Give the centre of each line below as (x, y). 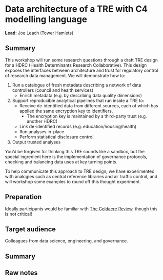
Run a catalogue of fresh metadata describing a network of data (77, 85)
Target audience (31, 229)
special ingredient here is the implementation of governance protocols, (76, 157)
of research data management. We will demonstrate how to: (65, 75)
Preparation (23, 197)
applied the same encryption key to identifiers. (66, 111)
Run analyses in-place (42, 131)
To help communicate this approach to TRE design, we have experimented (80, 171)
